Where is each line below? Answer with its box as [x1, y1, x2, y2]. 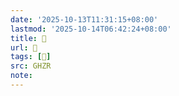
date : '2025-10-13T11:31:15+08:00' [10, 14, 159, 25]
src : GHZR [10, 61, 52, 71]
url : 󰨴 [10, 42, 38, 53]
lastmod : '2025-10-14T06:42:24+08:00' [10, 24, 172, 34]
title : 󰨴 [10, 33, 47, 43]
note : [10, 71, 33, 81]
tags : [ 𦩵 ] [10, 52, 52, 62]
